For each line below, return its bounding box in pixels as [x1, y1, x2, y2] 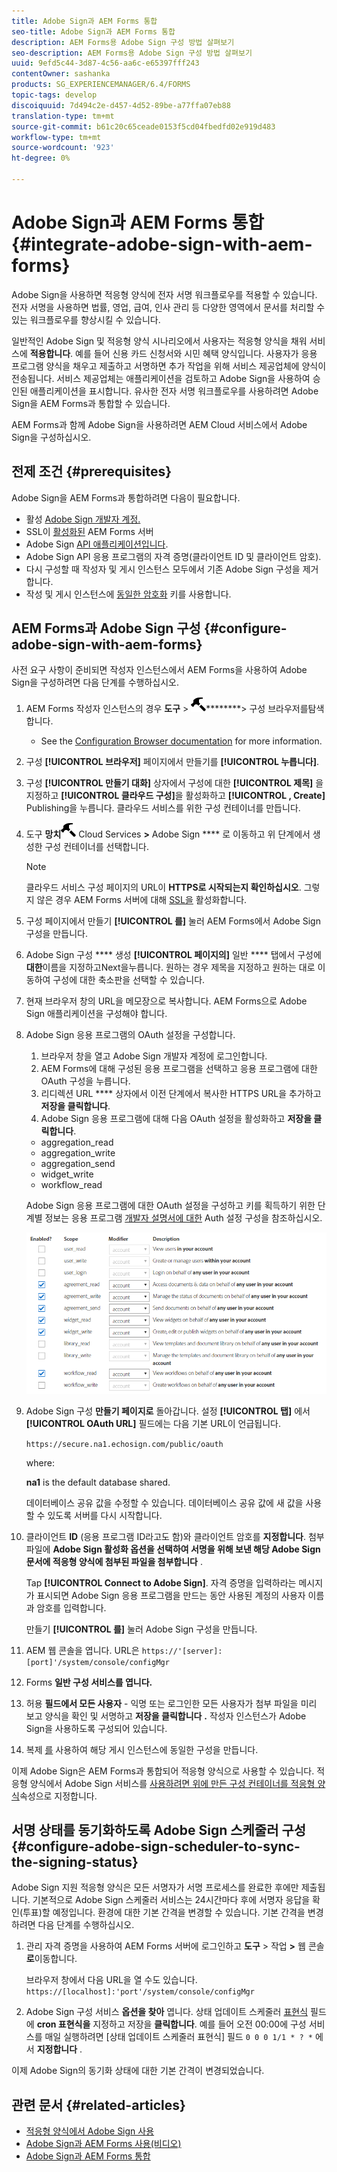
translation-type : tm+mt [11, 111, 115, 121]
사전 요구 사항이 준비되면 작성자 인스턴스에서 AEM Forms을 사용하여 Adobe [11, 664, 308, 676]
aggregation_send [40, 1158, 116, 1170]
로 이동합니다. [25, 1953, 78, 1965]
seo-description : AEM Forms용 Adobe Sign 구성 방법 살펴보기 [11, 48, 253, 58]
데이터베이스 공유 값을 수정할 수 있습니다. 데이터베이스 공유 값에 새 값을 [25, 1496, 304, 1509]
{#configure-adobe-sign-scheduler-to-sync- [11, 1838, 301, 1855]
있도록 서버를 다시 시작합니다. [47, 1509, 163, 1521]
